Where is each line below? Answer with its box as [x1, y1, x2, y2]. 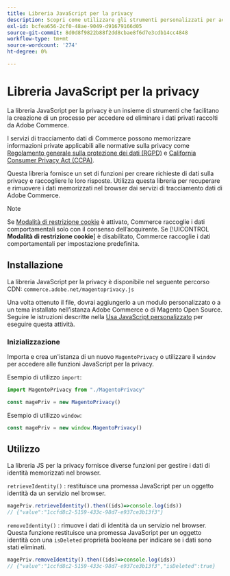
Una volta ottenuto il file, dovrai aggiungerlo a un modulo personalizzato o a [7, 298, 221, 306]
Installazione [7, 260, 64, 271]
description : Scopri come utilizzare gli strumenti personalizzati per [7, 16, 216, 23]
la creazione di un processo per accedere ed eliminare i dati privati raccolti [7, 114, 218, 122]
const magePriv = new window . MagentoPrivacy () [7, 424, 142, 431]
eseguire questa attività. [7, 320, 75, 328]
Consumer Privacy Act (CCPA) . [7, 155, 94, 164]
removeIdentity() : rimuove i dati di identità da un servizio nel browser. [7, 521, 207, 529]
